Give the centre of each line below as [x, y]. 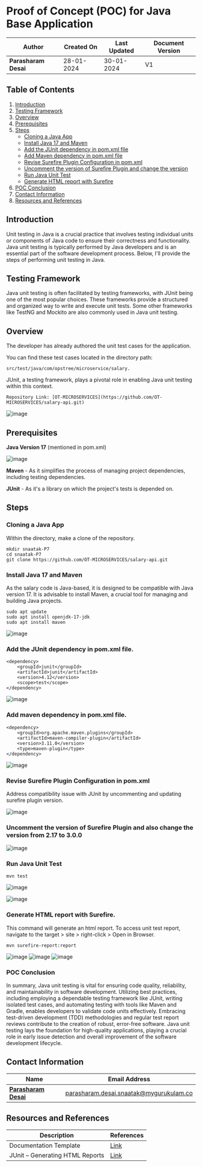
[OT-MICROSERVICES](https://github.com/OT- [107, 397]
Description [57, 1135]
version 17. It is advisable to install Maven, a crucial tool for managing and [97, 594]
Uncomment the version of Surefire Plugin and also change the [100, 827]
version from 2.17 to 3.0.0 [44, 835]
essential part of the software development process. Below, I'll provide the [98, 253]
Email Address [129, 1079]
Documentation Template [45, 1145]
